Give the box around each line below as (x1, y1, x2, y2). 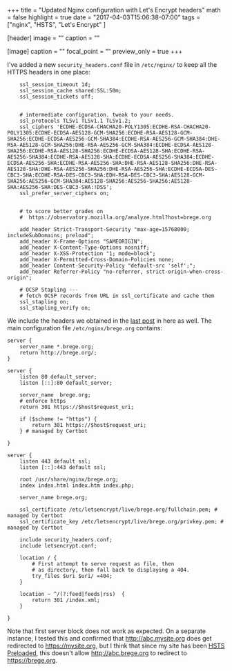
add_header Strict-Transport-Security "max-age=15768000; (19, 226, 190, 233)
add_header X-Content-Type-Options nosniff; (19, 244, 150, 251)
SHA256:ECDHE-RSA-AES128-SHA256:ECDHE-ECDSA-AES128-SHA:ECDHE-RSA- (7, 148, 206, 154)
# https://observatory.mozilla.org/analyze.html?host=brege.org (19, 214, 212, 221)
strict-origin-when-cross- (146, 268, 224, 275)
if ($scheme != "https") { (19, 416, 97, 423)
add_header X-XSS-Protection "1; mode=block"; (19, 250, 156, 257)
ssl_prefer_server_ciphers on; (19, 190, 110, 197)
